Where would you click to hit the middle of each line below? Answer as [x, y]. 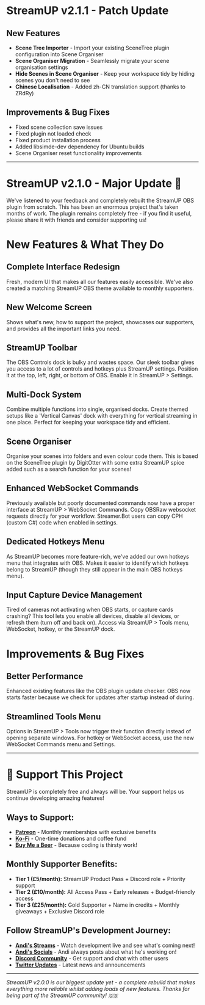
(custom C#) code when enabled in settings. [62, 522]
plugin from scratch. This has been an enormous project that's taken [92, 207]
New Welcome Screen [49, 307]
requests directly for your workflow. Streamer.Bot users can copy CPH [95, 516]
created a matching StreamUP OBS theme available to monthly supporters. [100, 288]
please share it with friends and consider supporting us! [77, 220]
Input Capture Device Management [74, 595]
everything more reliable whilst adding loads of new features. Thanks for [98, 989]
